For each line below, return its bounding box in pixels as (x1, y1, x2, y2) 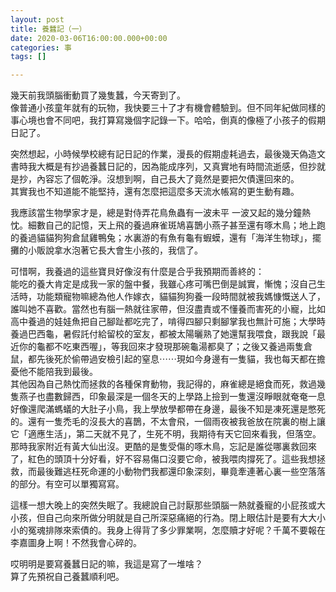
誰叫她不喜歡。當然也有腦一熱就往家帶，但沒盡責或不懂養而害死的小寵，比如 (10, 303, 326, 315)
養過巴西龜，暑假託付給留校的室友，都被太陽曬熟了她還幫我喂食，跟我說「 (10, 328, 317, 340)
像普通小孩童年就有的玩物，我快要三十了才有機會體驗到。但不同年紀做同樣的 (10, 102, 326, 114)
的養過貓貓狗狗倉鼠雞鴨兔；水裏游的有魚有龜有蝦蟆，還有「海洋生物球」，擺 (10, 232, 322, 244)
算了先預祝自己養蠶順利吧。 (10, 571, 125, 583)
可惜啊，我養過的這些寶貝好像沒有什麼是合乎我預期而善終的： (10, 266, 265, 278)
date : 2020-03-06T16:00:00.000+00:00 (10, 33, 168, 43)
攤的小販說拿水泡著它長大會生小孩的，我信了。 (10, 244, 203, 256)
